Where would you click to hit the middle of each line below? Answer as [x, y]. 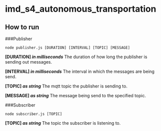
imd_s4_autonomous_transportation [81, 9]
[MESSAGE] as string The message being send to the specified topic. [76, 96]
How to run [22, 27]
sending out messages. [29, 62]
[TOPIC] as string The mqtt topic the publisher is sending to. [66, 86]
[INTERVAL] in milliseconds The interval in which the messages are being [80, 71]
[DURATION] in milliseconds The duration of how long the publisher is [76, 57]
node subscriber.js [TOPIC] [34, 114]
